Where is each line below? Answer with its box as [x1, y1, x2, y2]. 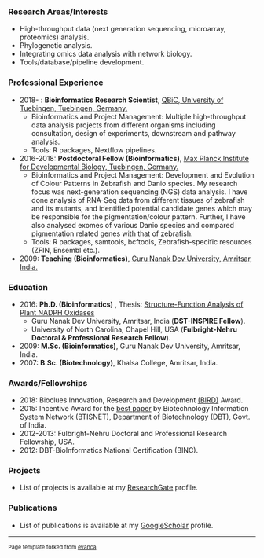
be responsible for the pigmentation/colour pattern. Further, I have [31, 211, 246, 222]
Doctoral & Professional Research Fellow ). [31, 332, 171, 342]
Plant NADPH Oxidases [19, 307, 95, 317]
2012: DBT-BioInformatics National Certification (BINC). [19, 446, 199, 455]
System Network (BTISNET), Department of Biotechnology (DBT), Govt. [19, 412, 251, 422]
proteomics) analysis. [19, 32, 90, 42]
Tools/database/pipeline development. [19, 57, 145, 67]
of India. [19, 420, 47, 430]
